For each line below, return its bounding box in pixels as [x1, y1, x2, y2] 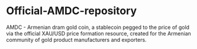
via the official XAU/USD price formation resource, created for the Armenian [6, 30, 191, 37]
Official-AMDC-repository [6, 4, 137, 18]
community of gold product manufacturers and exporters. [6, 36, 147, 43]
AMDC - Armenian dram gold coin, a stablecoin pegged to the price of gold [6, 24, 190, 31]
